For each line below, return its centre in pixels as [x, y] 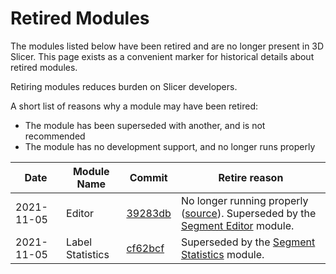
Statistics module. [222, 254]
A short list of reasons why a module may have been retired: [134, 106]
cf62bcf [145, 248]
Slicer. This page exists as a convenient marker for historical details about [162, 56]
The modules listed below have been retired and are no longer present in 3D [167, 46]
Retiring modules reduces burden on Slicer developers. [124, 86]
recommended [55, 136]
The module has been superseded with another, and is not [145, 125]
